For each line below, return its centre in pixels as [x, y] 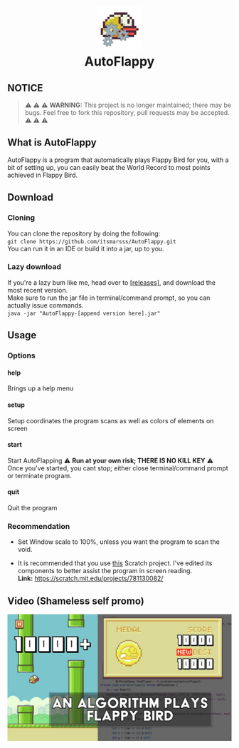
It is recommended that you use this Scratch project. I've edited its [115, 563]
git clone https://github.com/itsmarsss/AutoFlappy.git [92, 241]
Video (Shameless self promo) [76, 601]
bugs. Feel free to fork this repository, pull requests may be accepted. [127, 112]
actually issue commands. [46, 305]
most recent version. [38, 290]
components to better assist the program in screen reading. [105, 571]
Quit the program [32, 507]
